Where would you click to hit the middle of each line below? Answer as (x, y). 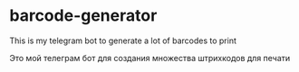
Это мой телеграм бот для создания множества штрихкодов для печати (150, 58)
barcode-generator (83, 16)
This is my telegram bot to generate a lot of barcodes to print (123, 40)
